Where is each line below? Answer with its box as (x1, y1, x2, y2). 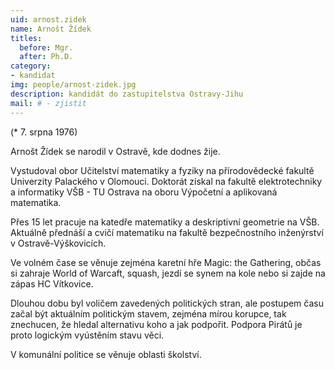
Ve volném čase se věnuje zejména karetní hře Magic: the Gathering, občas (10, 256, 322, 268)
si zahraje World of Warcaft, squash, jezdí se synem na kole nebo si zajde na (10, 267, 326, 279)
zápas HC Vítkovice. (10, 277, 94, 290)
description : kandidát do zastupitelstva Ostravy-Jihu (10, 89, 244, 99)
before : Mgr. (19, 42, 74, 53)
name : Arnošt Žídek (10, 24, 92, 34)
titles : (10, 33, 43, 43)
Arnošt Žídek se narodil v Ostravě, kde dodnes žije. (10, 145, 221, 157)
